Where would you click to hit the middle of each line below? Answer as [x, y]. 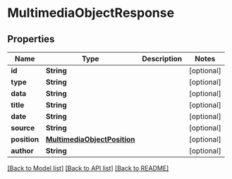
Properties [31, 39]
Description [162, 59]
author [22, 151]
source [23, 128]
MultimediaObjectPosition [90, 139]
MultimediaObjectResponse [91, 13]
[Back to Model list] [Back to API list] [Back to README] [88, 168]
